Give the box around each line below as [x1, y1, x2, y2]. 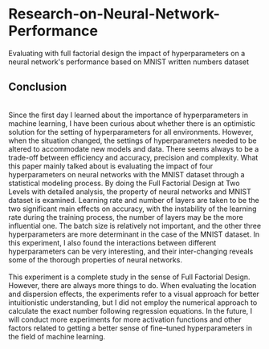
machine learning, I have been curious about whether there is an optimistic [8, 118, 255, 128]
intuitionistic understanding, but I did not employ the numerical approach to [8, 298, 258, 307]
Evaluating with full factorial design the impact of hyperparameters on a [8, 48, 246, 58]
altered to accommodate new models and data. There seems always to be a [8, 144, 259, 153]
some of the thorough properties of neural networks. [8, 254, 183, 265]
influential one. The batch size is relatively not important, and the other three [8, 221, 262, 230]
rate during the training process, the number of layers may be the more [8, 212, 243, 221]
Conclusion [8, 80, 67, 94]
